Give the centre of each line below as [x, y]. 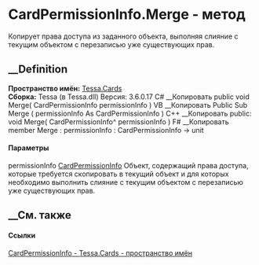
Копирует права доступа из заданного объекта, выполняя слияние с [123, 36]
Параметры [29, 148]
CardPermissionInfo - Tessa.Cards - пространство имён [100, 252]
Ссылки [22, 235]
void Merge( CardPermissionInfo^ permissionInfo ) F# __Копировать [119, 121]
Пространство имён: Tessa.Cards [65, 88]
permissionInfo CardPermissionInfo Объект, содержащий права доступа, [128, 165]
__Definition [38, 70]
